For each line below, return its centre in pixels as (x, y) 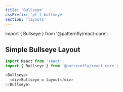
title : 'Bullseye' (25, 10)
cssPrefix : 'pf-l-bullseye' (35, 15)
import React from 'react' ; (35, 61)
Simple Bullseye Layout (43, 49)
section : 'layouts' (26, 19)
